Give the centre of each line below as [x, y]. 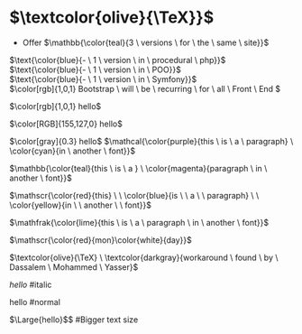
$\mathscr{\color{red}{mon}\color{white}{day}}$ [101, 240]
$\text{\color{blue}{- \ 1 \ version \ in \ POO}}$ [96, 70]
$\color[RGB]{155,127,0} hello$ [66, 124]
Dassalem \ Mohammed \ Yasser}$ [74, 267]
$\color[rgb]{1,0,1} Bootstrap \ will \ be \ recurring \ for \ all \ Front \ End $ [145, 88]
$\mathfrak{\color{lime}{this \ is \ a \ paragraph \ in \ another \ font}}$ [139, 222]
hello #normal [35, 302]
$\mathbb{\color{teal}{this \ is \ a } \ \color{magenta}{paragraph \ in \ [138, 168]
